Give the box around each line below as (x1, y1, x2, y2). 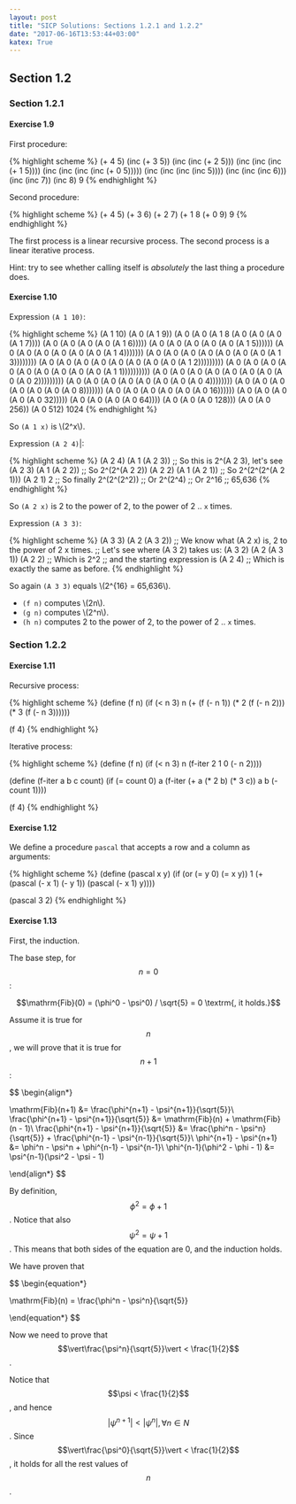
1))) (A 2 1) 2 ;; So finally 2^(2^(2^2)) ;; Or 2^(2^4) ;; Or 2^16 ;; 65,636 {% (9, 474, 270, 485)
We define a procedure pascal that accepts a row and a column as (9, 842, 250, 853)
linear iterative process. (9, 244, 95, 255)
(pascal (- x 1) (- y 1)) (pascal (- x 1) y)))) (9, 878, 156, 888)
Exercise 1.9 (9, 119, 55, 129)
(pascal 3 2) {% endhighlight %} (9, 895, 126, 906)
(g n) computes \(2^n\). (21, 607, 110, 617)
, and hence (9, 1401, 53, 1413)
